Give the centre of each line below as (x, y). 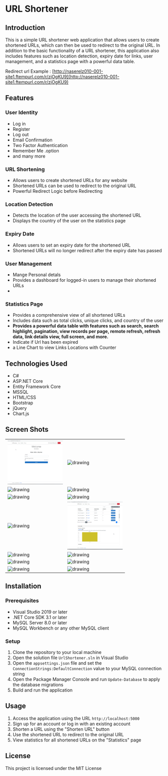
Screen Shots (27, 429)
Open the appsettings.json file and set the (57, 663)
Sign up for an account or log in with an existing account (71, 724)
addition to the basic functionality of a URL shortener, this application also (82, 51)
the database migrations (38, 685)
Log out (20, 134)
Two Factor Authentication (40, 145)
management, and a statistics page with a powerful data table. (70, 61)
